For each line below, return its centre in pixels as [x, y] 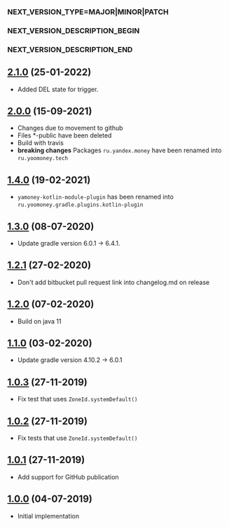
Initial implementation [48, 516]
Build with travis [41, 143]
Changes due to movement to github [70, 128]
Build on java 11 [39, 321]
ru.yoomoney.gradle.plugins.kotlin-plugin [80, 205]
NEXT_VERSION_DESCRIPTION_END [70, 49]
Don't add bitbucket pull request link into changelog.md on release [113, 282]
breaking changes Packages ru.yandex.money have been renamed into [119, 150]
